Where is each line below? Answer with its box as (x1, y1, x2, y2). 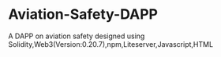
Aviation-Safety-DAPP (8, 5, 158, 23)
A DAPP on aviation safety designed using (8, 31, 145, 41)
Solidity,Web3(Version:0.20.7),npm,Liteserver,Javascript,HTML (8, 39, 214, 48)
